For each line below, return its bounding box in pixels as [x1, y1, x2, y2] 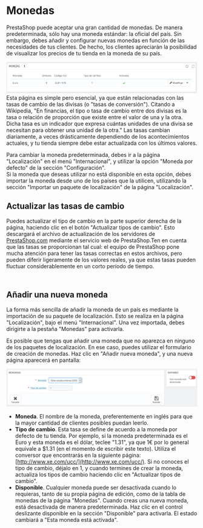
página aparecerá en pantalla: [6, 356, 81, 364]
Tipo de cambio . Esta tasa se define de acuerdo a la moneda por [15, 425, 178, 432]
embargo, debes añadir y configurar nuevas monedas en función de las [6, 36, 185, 44]
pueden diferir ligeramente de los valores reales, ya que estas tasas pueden [6, 256, 196, 263]
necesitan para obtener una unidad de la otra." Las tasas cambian [6, 126, 171, 134]
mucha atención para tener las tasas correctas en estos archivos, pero [6, 249, 182, 257]
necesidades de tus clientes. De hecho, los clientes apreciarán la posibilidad [6, 43, 197, 50]
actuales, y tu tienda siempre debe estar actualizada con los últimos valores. [6, 139, 198, 147]
